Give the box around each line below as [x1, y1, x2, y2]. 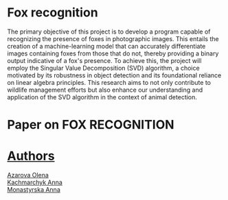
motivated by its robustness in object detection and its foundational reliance [7, 71, 222, 79]
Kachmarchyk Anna [7, 178, 63, 186]
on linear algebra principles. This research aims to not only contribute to [7, 78, 212, 86]
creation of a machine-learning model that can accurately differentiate [7, 42, 206, 50]
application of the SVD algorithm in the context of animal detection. [7, 92, 198, 101]
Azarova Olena [7, 171, 49, 179]
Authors [7, 149, 55, 164]
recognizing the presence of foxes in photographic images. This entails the [7, 34, 219, 42]
